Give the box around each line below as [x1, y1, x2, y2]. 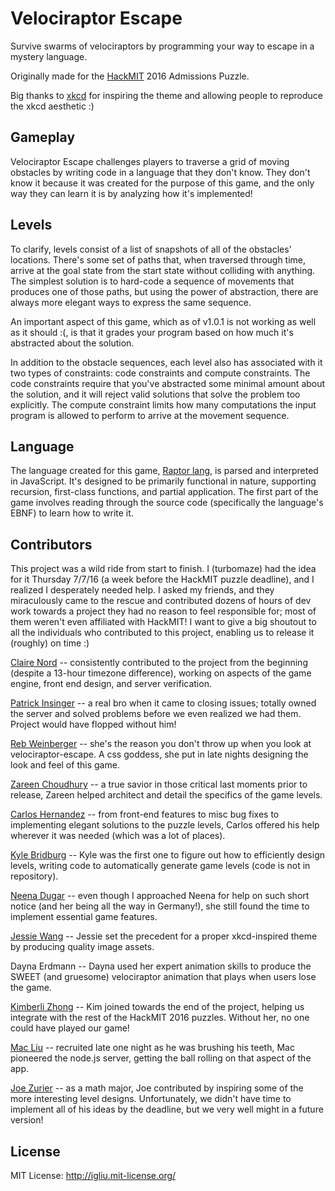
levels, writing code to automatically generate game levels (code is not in [10, 860, 311, 872]
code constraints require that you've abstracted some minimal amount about [10, 377, 326, 389]
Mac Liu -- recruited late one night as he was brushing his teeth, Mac [10, 1042, 295, 1054]
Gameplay [10, 129, 76, 146]
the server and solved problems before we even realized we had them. [10, 708, 302, 720]
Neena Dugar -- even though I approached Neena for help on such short [10, 890, 310, 902]
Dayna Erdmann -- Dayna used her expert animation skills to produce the [10, 960, 312, 972]
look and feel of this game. [10, 759, 120, 771]
